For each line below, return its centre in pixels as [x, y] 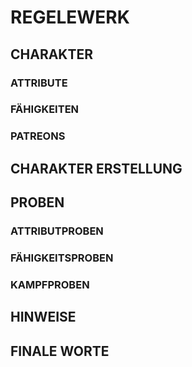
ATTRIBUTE [39, 83]
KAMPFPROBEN [50, 284]
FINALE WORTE [60, 351]
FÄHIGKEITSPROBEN [62, 258]
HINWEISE [43, 317]
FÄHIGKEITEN [45, 109]
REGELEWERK [70, 17]
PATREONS [38, 136]
